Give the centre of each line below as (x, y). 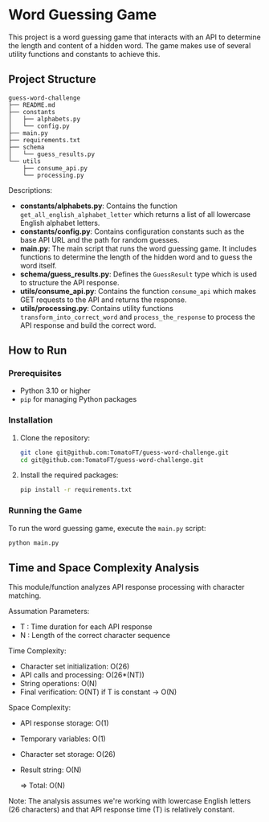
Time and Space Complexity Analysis (104, 568)
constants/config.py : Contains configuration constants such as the (132, 231)
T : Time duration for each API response (86, 627)
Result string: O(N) (51, 770)
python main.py (34, 543)
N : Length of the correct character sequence (95, 636)
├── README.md (32, 105)
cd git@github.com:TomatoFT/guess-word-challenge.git (112, 460)
